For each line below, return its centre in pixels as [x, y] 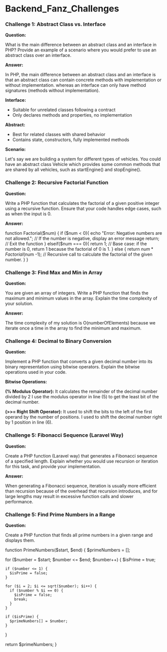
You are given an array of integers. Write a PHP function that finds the [77, 293]
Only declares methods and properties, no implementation [72, 115]
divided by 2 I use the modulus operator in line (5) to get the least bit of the [82, 397]
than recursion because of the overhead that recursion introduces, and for [82, 491]
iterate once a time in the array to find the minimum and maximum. [73, 328]
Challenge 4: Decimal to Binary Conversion [58, 341]
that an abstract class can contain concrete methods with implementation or [83, 80]
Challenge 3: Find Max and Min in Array [54, 272]
